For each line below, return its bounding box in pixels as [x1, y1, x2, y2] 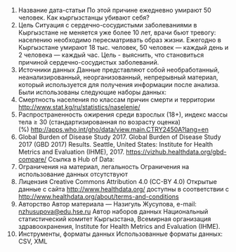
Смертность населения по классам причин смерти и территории [18, 95, 215, 104]
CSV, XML [18, 237, 48, 245]
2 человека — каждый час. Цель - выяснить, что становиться [18, 51, 204, 59]
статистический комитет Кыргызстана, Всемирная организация [18, 215, 211, 223]
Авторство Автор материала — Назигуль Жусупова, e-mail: [18, 200, 197, 208]
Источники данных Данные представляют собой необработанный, [18, 66, 220, 74]
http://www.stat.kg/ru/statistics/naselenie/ [18, 103, 140, 111]
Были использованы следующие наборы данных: [18, 88, 167, 96]
